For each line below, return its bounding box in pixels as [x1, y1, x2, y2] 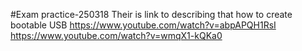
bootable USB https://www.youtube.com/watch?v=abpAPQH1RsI [10, 19, 277, 31]
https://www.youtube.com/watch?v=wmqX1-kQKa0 [10, 30, 223, 41]
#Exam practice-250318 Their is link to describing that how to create [10, 9, 293, 20]
